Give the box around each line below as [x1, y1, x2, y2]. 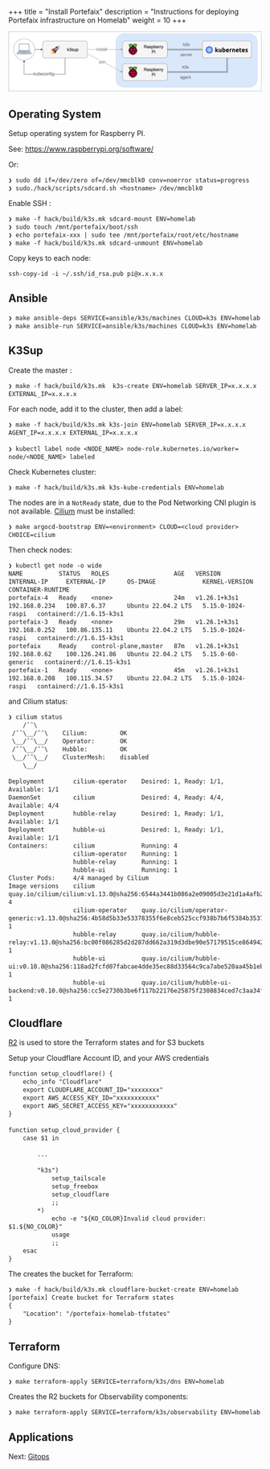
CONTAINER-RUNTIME [8, 585, 70, 594]
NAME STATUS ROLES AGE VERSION [8, 569, 221, 578]
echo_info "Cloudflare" [22, 1078, 103, 1086]
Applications [8, 1430, 74, 1444]
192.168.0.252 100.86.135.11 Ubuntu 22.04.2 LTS [8, 625, 193, 634]
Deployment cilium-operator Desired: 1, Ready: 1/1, [8, 777, 225, 786]
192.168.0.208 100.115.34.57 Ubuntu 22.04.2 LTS [8, 674, 193, 683]
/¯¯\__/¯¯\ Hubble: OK [11, 745, 128, 753]
